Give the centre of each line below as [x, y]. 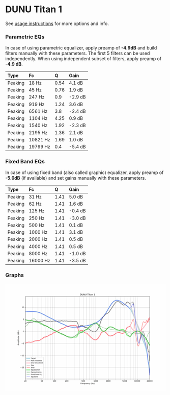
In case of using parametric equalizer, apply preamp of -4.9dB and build [81, 48]
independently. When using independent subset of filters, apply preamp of [83, 59]
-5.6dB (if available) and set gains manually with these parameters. [76, 178]
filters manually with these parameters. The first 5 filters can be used [78, 53]
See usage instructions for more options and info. [57, 23]
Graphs [15, 275]
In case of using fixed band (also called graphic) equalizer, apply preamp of [84, 172]
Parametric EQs [25, 37]
